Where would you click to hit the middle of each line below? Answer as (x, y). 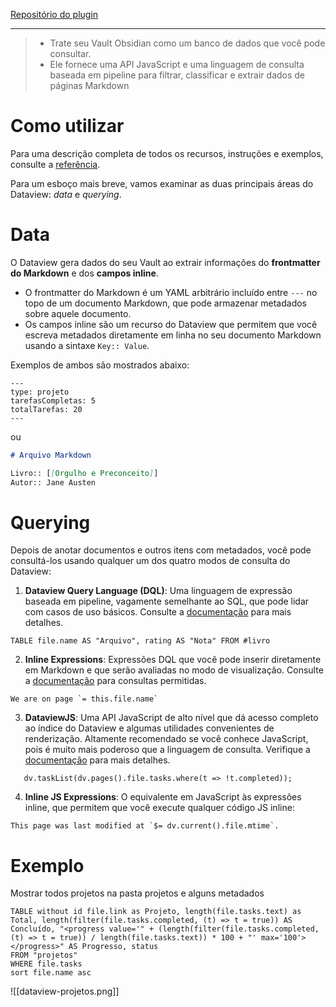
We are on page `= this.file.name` (84, 699)
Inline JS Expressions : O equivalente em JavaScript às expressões (163, 797)
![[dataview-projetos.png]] (65, 991)
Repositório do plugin (54, 14)
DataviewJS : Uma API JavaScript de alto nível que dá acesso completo (171, 718)
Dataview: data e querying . (66, 194)
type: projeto (40, 392)
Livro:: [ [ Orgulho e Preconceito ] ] (84, 473)
